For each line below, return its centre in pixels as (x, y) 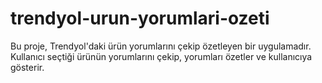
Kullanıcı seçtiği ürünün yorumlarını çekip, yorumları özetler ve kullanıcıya (161, 56)
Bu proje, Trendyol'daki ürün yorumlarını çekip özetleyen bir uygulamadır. (161, 46)
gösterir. (27, 67)
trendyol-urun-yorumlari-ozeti (140, 18)
